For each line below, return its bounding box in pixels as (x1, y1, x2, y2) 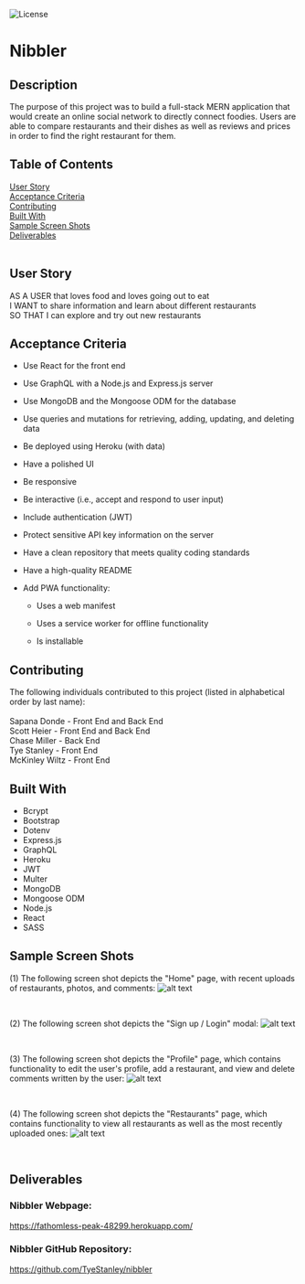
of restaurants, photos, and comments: (9, 982, 156, 993)
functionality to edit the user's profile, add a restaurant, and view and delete (9, 1063, 295, 1074)
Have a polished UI (22, 458, 94, 470)
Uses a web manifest (36, 600, 116, 612)
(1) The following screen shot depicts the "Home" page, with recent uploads (9, 972, 295, 983)
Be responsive (22, 476, 78, 487)
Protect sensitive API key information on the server (22, 530, 215, 540)
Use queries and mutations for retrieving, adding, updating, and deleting (22, 413, 295, 424)
